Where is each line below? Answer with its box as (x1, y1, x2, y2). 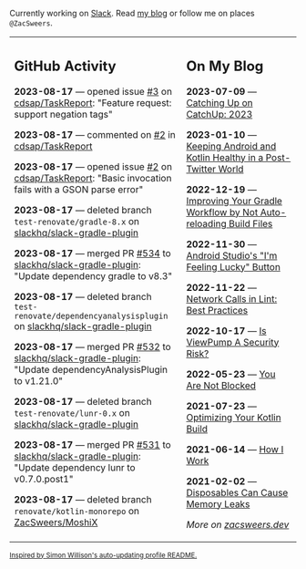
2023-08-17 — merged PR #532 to (14, 340, 171, 353)
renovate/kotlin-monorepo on (14, 504, 139, 517)
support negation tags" (14, 108, 113, 120)
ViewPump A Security (186, 336, 280, 348)
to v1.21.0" (14, 374, 64, 387)
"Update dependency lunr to (14, 460, 136, 473)
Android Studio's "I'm (186, 249, 278, 262)
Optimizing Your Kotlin (186, 410, 281, 423)
